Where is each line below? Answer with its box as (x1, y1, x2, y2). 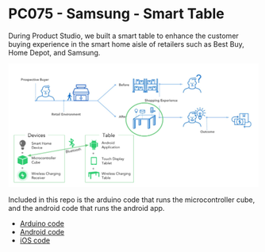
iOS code (19, 235, 50, 246)
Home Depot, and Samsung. (8, 48, 101, 57)
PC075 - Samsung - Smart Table (8, 5, 225, 23)
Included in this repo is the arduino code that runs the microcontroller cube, (8, 195, 255, 204)
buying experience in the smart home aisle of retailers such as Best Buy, (8, 39, 244, 48)
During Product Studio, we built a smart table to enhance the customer (8, 31, 240, 40)
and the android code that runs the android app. (8, 204, 165, 213)
